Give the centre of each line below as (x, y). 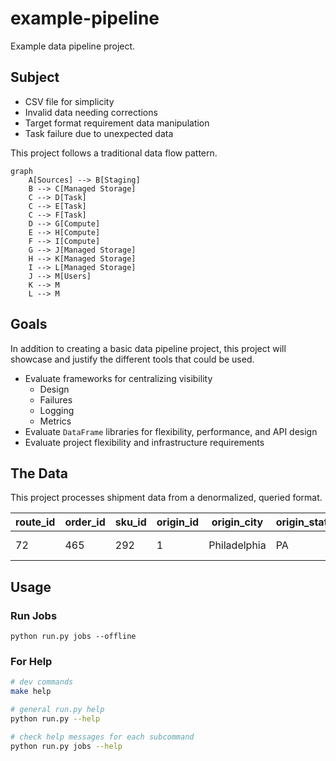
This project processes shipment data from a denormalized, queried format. (166, 498)
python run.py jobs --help (66, 746)
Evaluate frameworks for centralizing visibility (118, 378)
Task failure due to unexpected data (99, 133)
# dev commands (42, 682)
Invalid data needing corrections (91, 112)
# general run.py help (57, 710)
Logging (57, 410)
